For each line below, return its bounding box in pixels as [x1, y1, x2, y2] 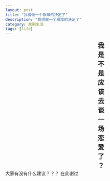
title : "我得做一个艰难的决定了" [5, 12, 68, 17]
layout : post [5, 7, 33, 13]
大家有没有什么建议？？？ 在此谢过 [5, 170, 78, 176]
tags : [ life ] [5, 27, 33, 32]
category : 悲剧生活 [5, 21, 44, 27]
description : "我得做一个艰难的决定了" [5, 17, 82, 22]
